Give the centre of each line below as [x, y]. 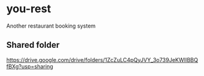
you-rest [29, 9]
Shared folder [33, 45]
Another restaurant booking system [51, 26]
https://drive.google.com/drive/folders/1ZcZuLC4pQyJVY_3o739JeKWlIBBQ [102, 59]
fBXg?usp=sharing [30, 66]
